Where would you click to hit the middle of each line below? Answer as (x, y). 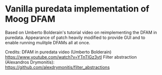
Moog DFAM (30, 19)
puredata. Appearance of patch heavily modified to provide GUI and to (75, 37)
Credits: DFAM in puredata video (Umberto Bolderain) (58, 52)
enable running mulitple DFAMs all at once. (48, 42)
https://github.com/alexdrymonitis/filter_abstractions (58, 67)
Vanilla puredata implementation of (77, 9)
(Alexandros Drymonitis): (30, 62)
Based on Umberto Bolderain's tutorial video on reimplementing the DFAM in (81, 32)
